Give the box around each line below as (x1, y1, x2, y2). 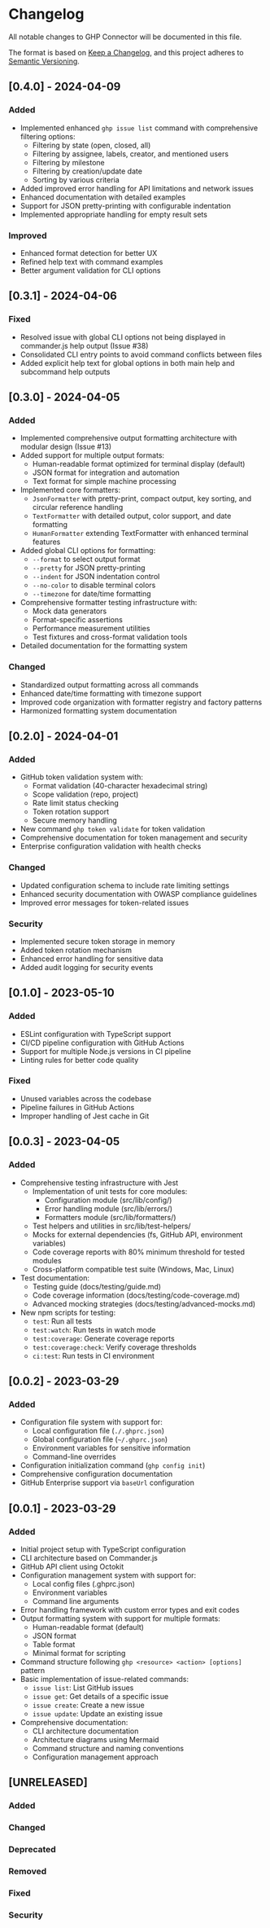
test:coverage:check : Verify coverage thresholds (32, 1342, 197, 1352)
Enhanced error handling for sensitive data (20, 954, 164, 964)
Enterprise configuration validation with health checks (20, 841, 202, 851)
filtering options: (20, 131, 76, 141)
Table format (32, 1639, 76, 1649)
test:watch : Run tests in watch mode (32, 1324, 156, 1334)
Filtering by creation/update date (32, 166, 142, 176)
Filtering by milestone (32, 157, 106, 167)
